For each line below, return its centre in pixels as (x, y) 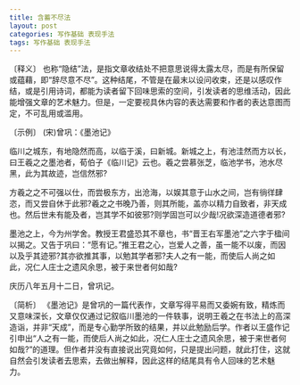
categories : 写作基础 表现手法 (62, 34)
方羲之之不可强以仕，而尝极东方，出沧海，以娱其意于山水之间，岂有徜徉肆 (146, 192)
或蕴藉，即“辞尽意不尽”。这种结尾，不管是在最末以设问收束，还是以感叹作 (146, 80)
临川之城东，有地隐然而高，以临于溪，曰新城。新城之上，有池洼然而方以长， (150, 152)
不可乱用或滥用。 (56, 113)
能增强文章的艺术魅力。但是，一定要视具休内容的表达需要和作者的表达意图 (146, 102)
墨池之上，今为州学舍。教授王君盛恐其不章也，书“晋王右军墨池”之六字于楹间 (150, 233)
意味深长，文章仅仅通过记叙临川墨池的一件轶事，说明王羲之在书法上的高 (150, 316)
